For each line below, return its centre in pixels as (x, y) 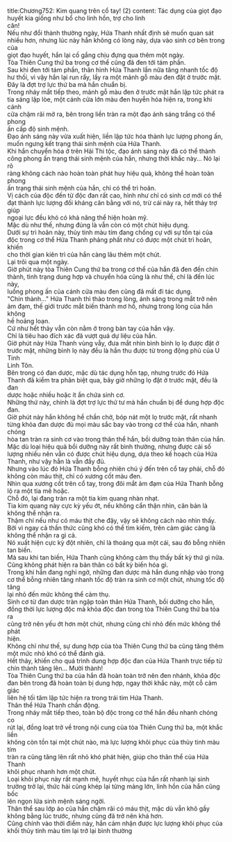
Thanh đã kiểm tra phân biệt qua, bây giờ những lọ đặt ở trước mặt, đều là (113, 380)
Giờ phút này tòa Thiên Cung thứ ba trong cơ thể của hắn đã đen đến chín (113, 269)
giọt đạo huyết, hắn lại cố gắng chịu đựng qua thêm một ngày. (96, 55)
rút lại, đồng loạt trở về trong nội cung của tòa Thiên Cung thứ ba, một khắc (115, 727)
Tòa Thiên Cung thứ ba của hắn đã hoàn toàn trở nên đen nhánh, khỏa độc (114, 675)
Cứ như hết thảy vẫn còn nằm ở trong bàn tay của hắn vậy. (91, 328)
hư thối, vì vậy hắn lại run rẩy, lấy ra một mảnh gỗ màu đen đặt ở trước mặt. (115, 77)
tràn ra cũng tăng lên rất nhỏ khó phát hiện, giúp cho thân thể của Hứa (108, 757)
